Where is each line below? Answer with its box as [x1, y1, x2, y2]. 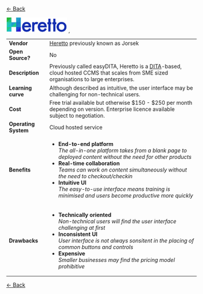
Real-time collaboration [58, 160, 120, 167]
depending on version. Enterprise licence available [49, 105, 175, 113]
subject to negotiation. [49, 112, 105, 119]
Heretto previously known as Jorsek [49, 39, 139, 47]
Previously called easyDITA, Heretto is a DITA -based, [49, 63, 182, 70]
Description [8, 69, 39, 76]
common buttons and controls [58, 243, 134, 250]
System [8, 127, 29, 134]
